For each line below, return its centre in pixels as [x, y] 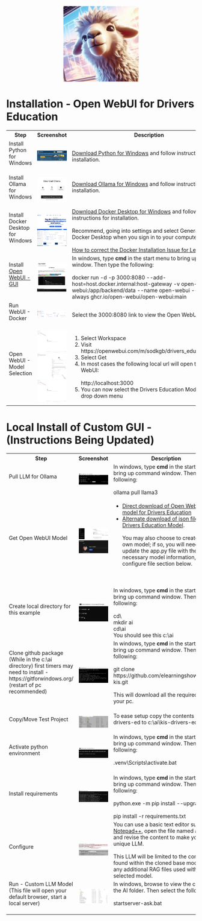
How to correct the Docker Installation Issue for [130, 250]
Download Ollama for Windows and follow [124, 184]
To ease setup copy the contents [154, 716]
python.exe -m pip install [144, 803]
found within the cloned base [149, 862]
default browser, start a [38, 897]
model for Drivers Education [157, 513]
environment [24, 753]
